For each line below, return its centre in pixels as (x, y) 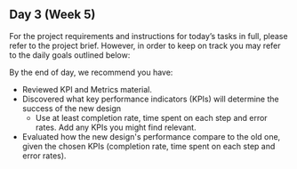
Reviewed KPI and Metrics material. (87, 89)
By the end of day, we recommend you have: (91, 72)
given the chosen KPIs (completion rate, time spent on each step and (148, 146)
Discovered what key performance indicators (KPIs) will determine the (150, 99)
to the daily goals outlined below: (70, 55)
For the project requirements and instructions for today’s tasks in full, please (148, 36)
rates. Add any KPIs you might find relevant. (116, 127)
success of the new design (72, 108)
